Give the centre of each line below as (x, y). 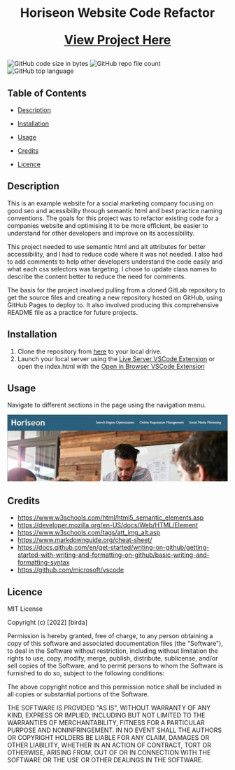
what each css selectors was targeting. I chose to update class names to (112, 269)
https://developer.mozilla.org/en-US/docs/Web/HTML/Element (107, 525)
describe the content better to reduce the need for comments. (97, 276)
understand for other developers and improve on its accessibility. (101, 233)
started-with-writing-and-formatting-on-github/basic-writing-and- (113, 555)
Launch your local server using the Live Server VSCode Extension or (116, 358)
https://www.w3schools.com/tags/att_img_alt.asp (89, 533)
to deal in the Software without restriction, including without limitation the (113, 651)
